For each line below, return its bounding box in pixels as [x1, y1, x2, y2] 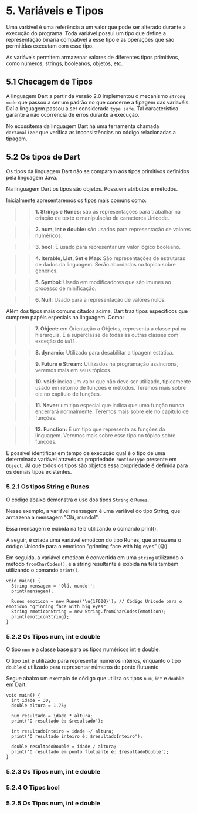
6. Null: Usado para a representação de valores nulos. [35, 296, 166, 303]
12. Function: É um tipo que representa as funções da [35, 426, 165, 433]
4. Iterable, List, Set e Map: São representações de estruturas [35, 254, 186, 262]
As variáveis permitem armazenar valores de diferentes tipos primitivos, [6, 53, 180, 60]
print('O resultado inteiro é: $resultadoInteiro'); [11, 734, 143, 740]
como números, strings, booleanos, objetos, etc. [6, 60, 123, 67]
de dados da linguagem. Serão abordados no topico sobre [35, 261, 176, 268]
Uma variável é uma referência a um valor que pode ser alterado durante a [6, 23, 186, 31]
